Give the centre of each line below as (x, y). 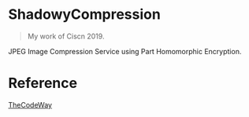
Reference (43, 83)
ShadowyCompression (85, 15)
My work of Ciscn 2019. (66, 36)
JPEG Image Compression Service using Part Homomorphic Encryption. (125, 51)
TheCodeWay (30, 104)
